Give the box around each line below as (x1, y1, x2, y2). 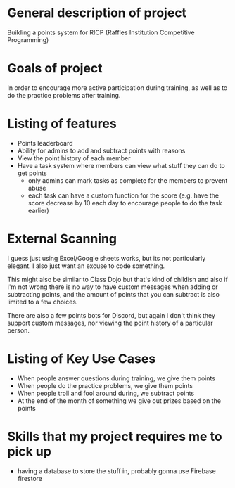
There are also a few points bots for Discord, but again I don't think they (7, 311, 216, 319)
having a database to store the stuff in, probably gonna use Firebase (17, 466, 216, 475)
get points (17, 169, 47, 177)
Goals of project (7, 60, 103, 77)
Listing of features (7, 116, 118, 131)
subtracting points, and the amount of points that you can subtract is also (7, 290, 220, 298)
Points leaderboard (17, 139, 73, 147)
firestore (17, 474, 42, 482)
